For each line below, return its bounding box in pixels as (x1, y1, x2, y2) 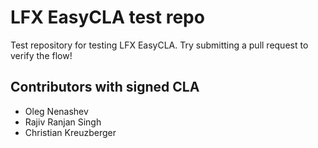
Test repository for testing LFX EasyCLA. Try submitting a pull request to (10, 39, 309, 51)
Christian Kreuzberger (24, 126, 117, 138)
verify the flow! (10, 49, 73, 61)
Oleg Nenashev (24, 105, 89, 117)
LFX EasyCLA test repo (10, 6, 205, 29)
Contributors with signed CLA (10, 79, 200, 96)
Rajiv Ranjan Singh (24, 116, 102, 128)
